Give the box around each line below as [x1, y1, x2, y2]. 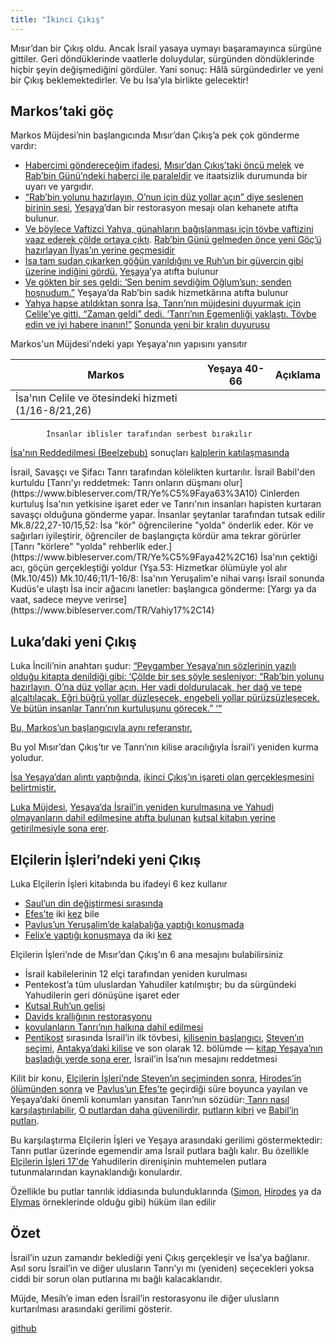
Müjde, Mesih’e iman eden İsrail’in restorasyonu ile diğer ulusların [10, 1292, 280, 1304]
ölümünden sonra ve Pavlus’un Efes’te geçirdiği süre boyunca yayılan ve [10, 1083, 308, 1095]
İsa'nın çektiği [260, 551, 318, 563]
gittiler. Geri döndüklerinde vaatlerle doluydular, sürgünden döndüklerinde [10, 52, 315, 65]
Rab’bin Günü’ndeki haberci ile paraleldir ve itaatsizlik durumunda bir [24, 170, 308, 182]
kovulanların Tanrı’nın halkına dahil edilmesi [24, 1021, 204, 1033]
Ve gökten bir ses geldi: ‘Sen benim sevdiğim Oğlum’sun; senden [24, 276, 292, 288]
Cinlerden [259, 487, 300, 500]
